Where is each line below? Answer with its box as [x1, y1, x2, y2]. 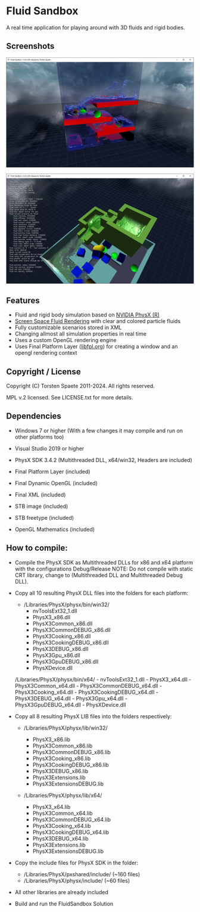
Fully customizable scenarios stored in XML [14, 324, 122, 331]
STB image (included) [14, 502, 68, 510]
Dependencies [6, 411, 61, 421]
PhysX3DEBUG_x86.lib [32, 767, 89, 774]
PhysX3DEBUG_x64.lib [32, 835, 89, 842]
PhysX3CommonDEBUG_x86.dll [32, 626, 111, 633]
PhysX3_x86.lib [32, 736, 70, 743]
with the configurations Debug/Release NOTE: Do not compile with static [14, 565, 193, 572]
